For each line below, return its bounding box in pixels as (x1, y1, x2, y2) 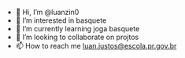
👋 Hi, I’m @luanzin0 (15, 8, 80, 16)
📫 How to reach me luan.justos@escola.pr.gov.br (15, 42, 177, 50)
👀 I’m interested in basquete (15, 16, 107, 25)
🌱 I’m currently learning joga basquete (15, 24, 140, 33)
